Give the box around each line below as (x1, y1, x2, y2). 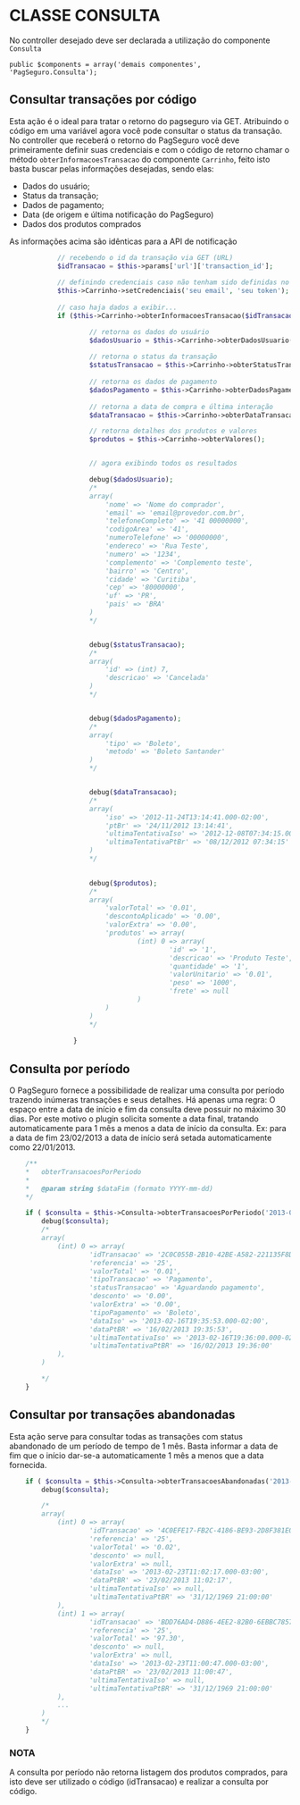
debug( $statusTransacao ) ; (88, 640, 186, 649)
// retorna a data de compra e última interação (88, 402, 274, 411)
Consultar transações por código (9, 92, 197, 107)
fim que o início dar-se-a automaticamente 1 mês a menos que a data (9, 1449, 264, 1461)
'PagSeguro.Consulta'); (9, 68, 98, 77)
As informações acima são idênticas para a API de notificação (9, 236, 237, 247)
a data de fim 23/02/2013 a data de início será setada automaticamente (9, 1132, 272, 1144)
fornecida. (9, 1459, 47, 1470)
